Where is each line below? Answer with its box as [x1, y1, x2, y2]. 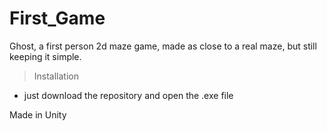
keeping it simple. [9, 50, 82, 62]
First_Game [9, 7, 106, 30]
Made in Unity [9, 108, 67, 121]
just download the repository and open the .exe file [23, 89, 234, 101]
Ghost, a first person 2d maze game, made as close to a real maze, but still [9, 40, 317, 52]
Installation [33, 70, 80, 82]
